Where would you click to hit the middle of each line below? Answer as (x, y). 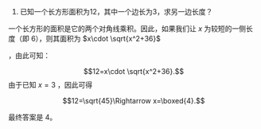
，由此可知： (29, 55)
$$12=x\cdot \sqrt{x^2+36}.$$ (134, 71)
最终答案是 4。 (33, 117)
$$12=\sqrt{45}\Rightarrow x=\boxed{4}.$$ (134, 101)
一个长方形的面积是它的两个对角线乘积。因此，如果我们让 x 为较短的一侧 (127, 29)
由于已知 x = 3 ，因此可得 (51, 85)
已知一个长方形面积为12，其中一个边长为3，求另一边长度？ (116, 12)
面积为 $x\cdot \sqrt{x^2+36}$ (110, 39)
